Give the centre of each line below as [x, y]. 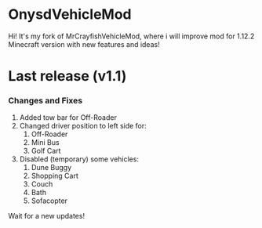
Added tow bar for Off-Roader [68, 118]
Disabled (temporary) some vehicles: [79, 159]
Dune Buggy [51, 168]
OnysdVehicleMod [70, 14]
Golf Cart [46, 151]
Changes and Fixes [45, 101]
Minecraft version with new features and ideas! [84, 44]
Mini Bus [45, 143]
